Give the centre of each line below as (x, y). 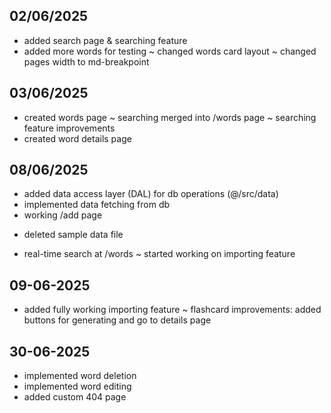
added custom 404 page (75, 397)
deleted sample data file (73, 235)
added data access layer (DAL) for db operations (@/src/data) (151, 194)
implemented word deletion (80, 376)
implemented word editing (77, 386)
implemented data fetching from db (97, 205)
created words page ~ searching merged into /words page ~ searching (170, 117)
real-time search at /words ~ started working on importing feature (159, 254)
